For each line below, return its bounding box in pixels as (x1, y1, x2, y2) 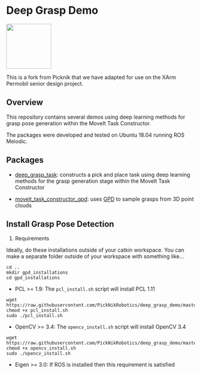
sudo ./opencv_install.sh (6, 351, 71, 357)
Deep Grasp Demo (6, 4, 99, 17)
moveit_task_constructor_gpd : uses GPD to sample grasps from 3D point (14, 195, 194, 203)
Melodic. (6, 137, 28, 144)
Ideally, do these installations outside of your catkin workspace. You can (6, 246, 184, 254)
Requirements (14, 235, 50, 242)
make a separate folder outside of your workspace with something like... (6, 253, 184, 260)
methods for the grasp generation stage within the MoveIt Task (14, 177, 170, 185)
